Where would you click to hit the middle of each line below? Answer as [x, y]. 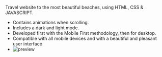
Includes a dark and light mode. [46, 28]
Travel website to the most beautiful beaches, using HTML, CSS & [74, 7]
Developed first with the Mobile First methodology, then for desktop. [84, 33]
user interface [27, 44]
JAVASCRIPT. [20, 13]
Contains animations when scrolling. [51, 22]
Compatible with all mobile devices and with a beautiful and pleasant [85, 38]
